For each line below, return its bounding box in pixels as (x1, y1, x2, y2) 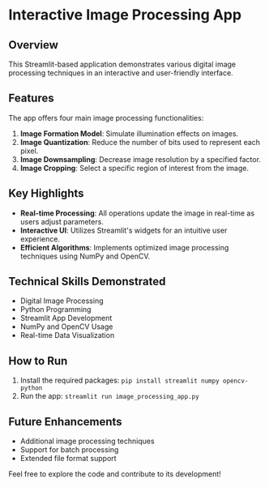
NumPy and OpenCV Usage (19, 322, 113, 331)
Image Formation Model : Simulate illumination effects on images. (19, 128, 239, 139)
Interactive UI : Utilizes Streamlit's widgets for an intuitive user (19, 225, 228, 235)
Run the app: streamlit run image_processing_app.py (19, 391, 200, 401)
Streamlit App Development (19, 314, 113, 323)
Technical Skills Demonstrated (8, 275, 166, 288)
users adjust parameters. (19, 216, 104, 226)
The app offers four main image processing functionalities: (8, 113, 204, 122)
